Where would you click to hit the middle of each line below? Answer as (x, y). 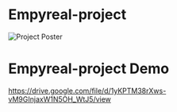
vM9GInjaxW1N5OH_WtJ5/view (60, 99)
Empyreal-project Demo (88, 69)
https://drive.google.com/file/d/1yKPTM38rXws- (87, 91)
